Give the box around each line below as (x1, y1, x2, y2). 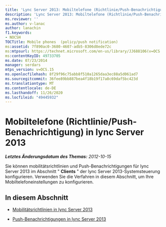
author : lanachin (5, 26, 41, 31)
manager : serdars (5, 62, 41, 67)
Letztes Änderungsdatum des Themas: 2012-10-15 (5, 154, 112, 160)
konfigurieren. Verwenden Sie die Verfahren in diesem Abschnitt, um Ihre (5, 174, 154, 180)
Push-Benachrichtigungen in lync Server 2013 (12, 216, 106, 222)
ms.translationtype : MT (5, 81, 54, 86)
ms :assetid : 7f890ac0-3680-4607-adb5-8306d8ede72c (5, 44, 112, 49)
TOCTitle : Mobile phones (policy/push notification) (5, 40, 119, 45)
